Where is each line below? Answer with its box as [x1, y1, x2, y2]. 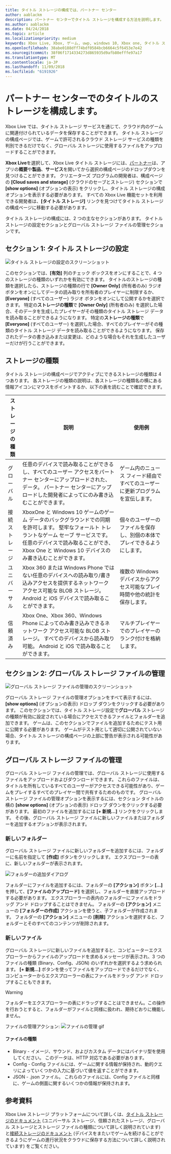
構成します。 [49, 106, 103, 117]
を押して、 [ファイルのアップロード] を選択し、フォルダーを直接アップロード [5, 888, 166, 895]
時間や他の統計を [119, 591, 161, 598]
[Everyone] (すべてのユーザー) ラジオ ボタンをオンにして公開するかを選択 [5, 295, 160, 301]
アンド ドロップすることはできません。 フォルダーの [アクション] [15, 901, 152, 907]
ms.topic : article [5, 31, 44, 36]
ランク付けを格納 [119, 635, 161, 642]
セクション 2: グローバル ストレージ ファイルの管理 [5, 669, 165, 678]
